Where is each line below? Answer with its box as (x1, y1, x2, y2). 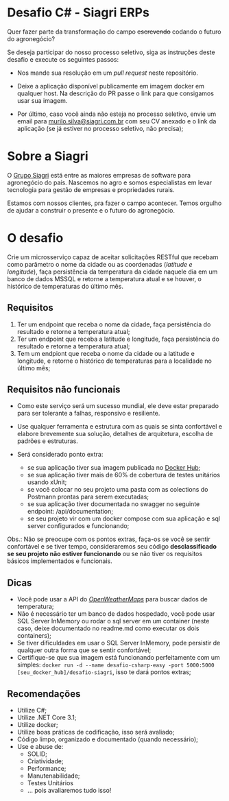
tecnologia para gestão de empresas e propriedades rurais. (7, 185, 175, 193)
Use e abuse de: (16, 743, 64, 751)
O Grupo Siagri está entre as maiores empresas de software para (7, 171, 191, 179)
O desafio (7, 230, 64, 246)
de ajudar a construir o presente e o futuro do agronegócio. (7, 206, 176, 214)
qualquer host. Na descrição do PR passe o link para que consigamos (16, 89, 215, 97)
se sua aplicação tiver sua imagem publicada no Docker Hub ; (27, 464, 201, 472)
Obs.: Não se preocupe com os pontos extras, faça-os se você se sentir (7, 535, 210, 543)
